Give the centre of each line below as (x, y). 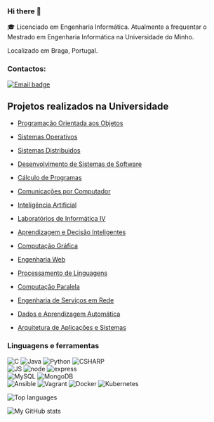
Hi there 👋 (25, 11)
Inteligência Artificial (47, 205)
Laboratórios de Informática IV (61, 219)
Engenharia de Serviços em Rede (66, 300)
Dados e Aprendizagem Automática (69, 314)
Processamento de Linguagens (62, 273)
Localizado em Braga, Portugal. (53, 51)
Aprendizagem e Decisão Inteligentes (72, 232)
